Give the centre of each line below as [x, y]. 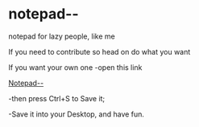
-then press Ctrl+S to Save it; [57, 98]
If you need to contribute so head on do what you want [99, 51]
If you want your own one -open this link [75, 67]
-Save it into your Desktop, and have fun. [77, 114]
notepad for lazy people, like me [62, 36]
